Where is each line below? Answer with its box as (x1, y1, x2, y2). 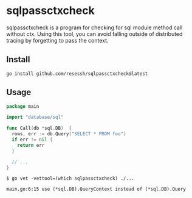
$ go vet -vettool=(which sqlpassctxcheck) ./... (6, 175, 135, 182)
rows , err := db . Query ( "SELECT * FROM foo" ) (12, 131, 126, 137)
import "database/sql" (6, 114, 64, 121)
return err (17, 142, 45, 148)
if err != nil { (12, 136, 53, 143)
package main (6, 103, 39, 110)
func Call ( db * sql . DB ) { (6, 126, 72, 132)
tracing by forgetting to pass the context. (6, 37, 109, 44)
